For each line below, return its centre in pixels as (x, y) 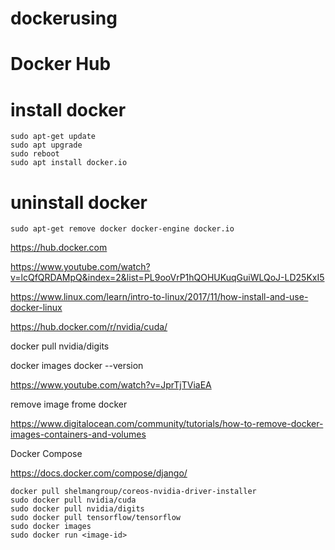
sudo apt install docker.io (69, 163)
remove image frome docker (69, 404)
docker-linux (36, 308)
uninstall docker (79, 202)
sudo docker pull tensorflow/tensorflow (96, 518)
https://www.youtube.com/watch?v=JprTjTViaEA (111, 385)
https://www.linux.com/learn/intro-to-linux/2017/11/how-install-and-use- (159, 297)
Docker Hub (61, 64)
